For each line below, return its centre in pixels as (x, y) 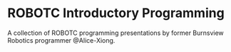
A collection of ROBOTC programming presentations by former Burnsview (116, 33)
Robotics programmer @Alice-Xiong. (61, 40)
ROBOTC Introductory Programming (116, 13)
